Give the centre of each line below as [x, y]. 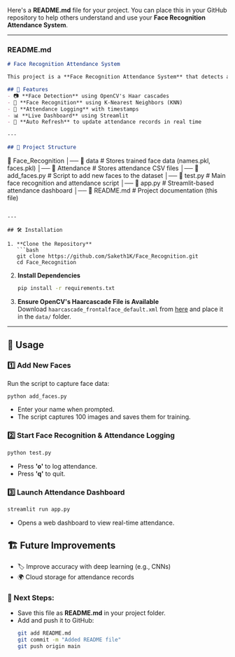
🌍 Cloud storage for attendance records [76, 576]
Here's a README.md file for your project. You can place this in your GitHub [117, 10]
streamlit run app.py [39, 509]
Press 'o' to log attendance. [57, 466]
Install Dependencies [49, 275]
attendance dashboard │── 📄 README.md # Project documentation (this [113, 191]
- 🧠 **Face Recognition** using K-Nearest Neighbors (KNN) [95, 102]
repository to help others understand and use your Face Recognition [107, 18]
